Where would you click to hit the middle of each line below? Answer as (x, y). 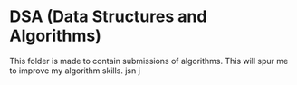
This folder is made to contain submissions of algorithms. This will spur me (149, 61)
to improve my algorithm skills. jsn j (75, 71)
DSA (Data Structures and (108, 17)
